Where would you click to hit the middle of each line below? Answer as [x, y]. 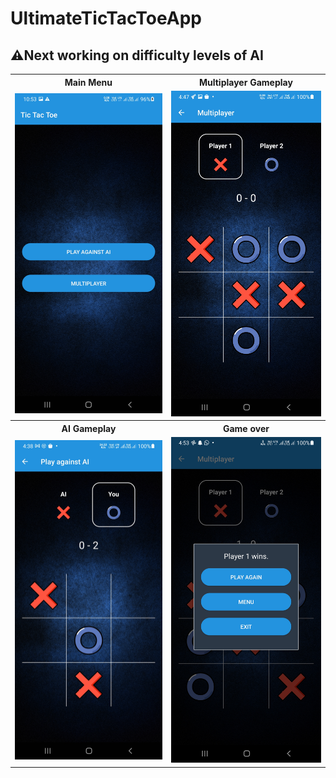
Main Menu [88, 82]
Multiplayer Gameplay [245, 82]
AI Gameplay [89, 428]
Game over [246, 428]
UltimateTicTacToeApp [106, 18]
